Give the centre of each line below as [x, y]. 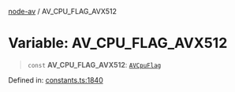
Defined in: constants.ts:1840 [56, 80]
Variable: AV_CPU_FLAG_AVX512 [118, 43]
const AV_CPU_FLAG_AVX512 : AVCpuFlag [94, 64]
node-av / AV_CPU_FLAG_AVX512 [62, 11]
